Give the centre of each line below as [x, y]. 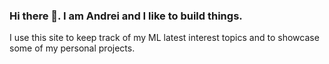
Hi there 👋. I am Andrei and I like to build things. [126, 16]
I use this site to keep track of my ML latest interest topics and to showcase [164, 38]
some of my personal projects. [72, 48]
